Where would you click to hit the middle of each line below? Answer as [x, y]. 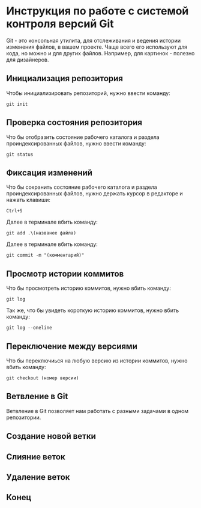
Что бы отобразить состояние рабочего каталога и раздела [83, 137]
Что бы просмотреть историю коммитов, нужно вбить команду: [88, 288]
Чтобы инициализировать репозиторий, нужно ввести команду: [88, 93]
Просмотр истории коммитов [65, 274]
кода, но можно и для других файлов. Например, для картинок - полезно [100, 53]
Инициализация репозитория [64, 78]
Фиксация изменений [49, 173]
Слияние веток [36, 457]
